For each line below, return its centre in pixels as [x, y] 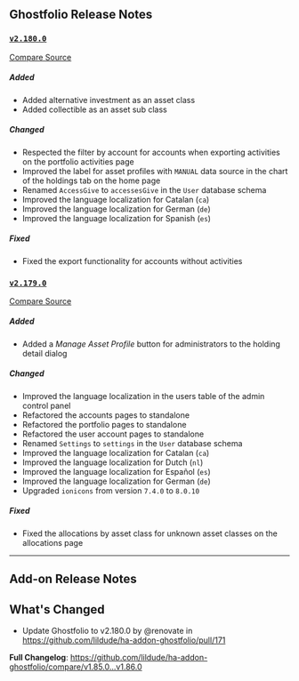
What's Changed [57, 609]
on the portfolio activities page [78, 161]
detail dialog [44, 353]
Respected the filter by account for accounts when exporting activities [151, 152]
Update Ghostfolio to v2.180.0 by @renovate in [107, 631]
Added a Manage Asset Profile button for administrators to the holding [151, 344]
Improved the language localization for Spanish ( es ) [117, 218]
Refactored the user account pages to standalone [113, 434]
